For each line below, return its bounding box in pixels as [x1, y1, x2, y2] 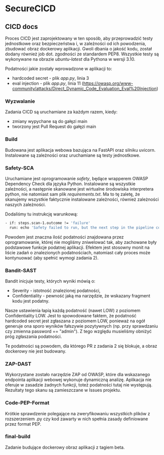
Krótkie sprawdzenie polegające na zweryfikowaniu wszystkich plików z [5, 410, 150, 416]
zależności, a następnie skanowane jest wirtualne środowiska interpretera [5, 186, 154, 192]
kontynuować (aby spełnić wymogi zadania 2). [5, 255, 99, 261]
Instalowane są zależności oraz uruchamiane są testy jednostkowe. [5, 152, 141, 158]
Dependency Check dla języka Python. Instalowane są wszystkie [5, 181, 136, 187]
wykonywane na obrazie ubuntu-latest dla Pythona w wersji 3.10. [5, 56, 136, 62]
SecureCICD [5, 3, 56, 14]
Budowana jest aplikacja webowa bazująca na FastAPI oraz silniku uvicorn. [5, 147, 156, 153]
